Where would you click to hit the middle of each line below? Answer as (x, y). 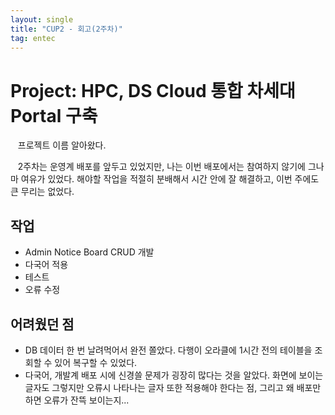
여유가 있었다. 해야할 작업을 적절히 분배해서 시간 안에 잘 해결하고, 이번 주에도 (170, 179)
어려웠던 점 (42, 324)
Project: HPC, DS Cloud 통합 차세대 (153, 90)
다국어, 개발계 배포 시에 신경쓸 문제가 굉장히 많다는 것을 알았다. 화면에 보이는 (174, 375)
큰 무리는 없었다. (42, 192)
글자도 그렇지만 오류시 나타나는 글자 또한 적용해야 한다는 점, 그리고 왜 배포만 (173, 387)
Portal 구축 (54, 115)
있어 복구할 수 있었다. (96, 362)
